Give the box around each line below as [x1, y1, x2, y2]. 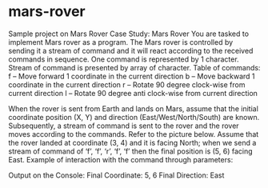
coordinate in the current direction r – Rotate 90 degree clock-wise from [8, 79, 246, 90]
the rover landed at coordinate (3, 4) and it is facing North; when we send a [8, 138, 257, 147]
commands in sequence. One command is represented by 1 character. [8, 54, 239, 64]
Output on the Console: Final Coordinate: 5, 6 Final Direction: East [8, 170, 225, 180]
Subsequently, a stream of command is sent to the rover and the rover [8, 121, 239, 130]
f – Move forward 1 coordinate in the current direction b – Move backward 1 [8, 71, 255, 81]
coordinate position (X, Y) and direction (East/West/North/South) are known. [8, 112, 260, 122]
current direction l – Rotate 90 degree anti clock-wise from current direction [8, 88, 258, 98]
